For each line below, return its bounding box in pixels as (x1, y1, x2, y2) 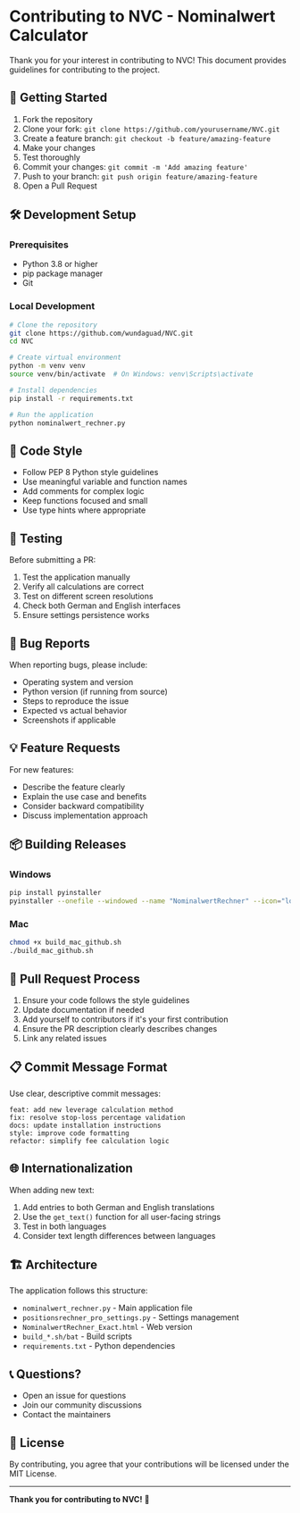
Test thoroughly (21, 152, 80, 163)
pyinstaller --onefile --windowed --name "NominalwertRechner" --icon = (9, 897, 281, 906)
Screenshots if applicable (21, 715, 116, 725)
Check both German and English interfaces (21, 600, 181, 611)
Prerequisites (9, 238, 69, 251)
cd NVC (9, 337, 34, 346)
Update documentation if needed (21, 1005, 145, 1016)
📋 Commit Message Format (9, 1060, 168, 1075)
